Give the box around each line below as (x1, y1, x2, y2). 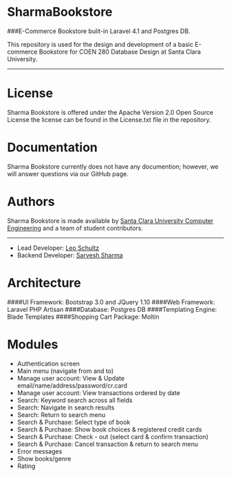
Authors (7, 194, 55, 209)
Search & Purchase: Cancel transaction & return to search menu (16, 440, 198, 448)
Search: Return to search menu (16, 410, 106, 418)
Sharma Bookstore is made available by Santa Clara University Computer (7, 216, 214, 224)
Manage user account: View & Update (16, 374, 125, 382)
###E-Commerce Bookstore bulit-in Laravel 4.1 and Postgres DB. (7, 27, 190, 35)
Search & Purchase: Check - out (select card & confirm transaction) (16, 432, 209, 441)
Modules (7, 337, 58, 352)
